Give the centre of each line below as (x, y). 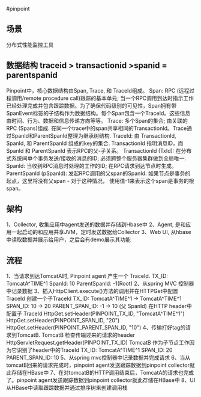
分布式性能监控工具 (30, 45)
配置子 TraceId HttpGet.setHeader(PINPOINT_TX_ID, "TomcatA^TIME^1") (95, 314)
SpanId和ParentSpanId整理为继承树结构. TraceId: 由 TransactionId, (94, 135)
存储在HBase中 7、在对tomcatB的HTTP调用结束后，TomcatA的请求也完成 (102, 373)
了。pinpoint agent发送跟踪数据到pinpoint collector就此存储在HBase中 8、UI (101, 380)
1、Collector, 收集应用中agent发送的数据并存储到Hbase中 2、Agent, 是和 (96, 224)
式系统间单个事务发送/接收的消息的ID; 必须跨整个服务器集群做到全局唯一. (96, 158)
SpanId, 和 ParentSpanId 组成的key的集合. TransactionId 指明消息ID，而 (95, 143)
